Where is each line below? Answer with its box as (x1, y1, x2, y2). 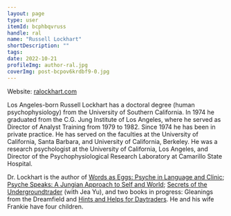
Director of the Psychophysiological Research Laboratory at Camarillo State (7, 152, 223, 160)
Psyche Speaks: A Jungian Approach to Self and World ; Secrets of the (7, 180, 207, 188)
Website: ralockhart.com (7, 87, 77, 96)
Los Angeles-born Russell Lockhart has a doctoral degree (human (7, 100, 195, 109)
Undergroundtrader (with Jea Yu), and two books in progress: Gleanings (7, 188, 213, 196)
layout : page (7, 10, 45, 17)
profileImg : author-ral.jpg (7, 62, 89, 69)
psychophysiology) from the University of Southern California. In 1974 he (7, 108, 215, 116)
